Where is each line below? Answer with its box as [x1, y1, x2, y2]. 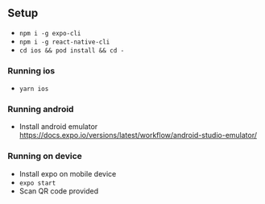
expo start [19, 179, 56, 187]
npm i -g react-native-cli [19, 38, 110, 46]
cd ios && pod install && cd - [19, 46, 125, 55]
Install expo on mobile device [19, 169, 117, 178]
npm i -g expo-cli [19, 29, 81, 37]
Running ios [7, 65, 56, 76]
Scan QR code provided [19, 185, 98, 196]
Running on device [7, 151, 82, 162]
